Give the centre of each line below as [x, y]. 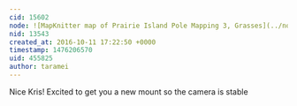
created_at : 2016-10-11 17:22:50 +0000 [83, 42]
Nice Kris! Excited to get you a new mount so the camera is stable [129, 91]
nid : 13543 [29, 34]
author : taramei [39, 67]
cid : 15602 [29, 17]
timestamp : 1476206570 [51, 50]
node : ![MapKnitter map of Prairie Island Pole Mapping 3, [120, 26]
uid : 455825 [31, 58]
